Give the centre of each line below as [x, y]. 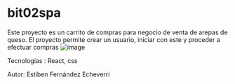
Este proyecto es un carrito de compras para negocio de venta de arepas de [117, 32]
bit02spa [34, 13]
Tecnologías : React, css [42, 60]
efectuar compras [33, 47]
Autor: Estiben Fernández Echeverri [59, 74]
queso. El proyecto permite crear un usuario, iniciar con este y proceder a [114, 39]
